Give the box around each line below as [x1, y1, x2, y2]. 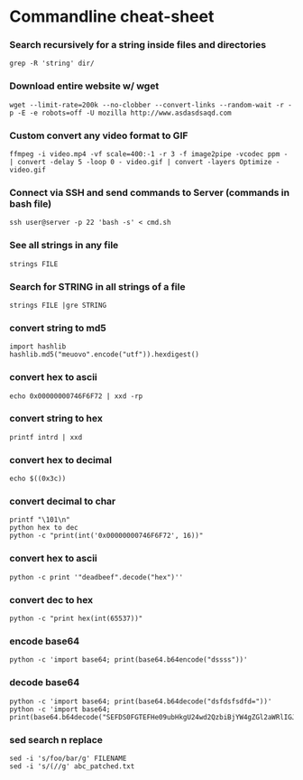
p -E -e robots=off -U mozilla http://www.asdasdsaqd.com [9, 108, 232, 117]
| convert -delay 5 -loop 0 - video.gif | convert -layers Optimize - [9, 158, 280, 167]
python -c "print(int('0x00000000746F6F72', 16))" [9, 531, 204, 541]
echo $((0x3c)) [9, 474, 67, 484]
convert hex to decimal [9, 453, 113, 466]
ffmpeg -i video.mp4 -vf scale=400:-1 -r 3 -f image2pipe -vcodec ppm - [9, 150, 289, 159]
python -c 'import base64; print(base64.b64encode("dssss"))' [9, 655, 248, 664]
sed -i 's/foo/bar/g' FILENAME [9, 754, 127, 763]
